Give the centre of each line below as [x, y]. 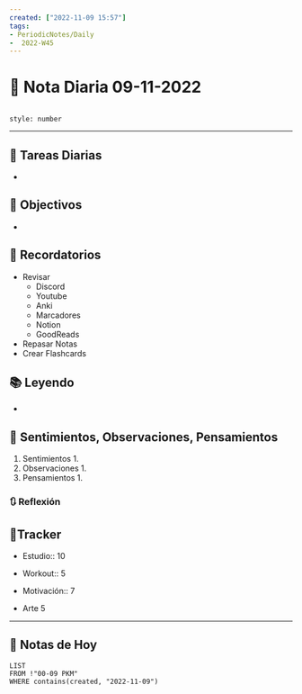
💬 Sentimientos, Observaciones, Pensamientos [144, 437]
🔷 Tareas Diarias [56, 155]
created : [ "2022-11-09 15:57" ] [68, 18]
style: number [36, 119]
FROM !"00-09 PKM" [44, 673]
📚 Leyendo [42, 383]
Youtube [51, 296]
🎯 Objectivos [46, 205]
